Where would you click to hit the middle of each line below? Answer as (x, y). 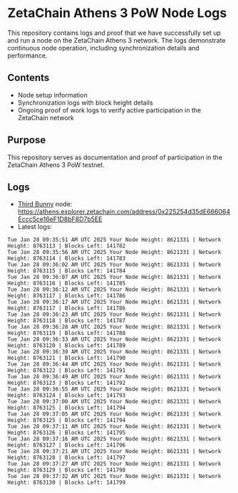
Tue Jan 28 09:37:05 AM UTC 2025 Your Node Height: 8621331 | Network (114, 414)
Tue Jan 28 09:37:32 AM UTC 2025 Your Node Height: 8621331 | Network (114, 477)
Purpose (27, 140)
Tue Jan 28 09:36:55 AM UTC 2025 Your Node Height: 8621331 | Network (114, 389)
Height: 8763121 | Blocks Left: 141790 (67, 358)
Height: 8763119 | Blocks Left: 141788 (67, 333)
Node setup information (52, 95)
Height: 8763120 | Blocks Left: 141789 (67, 346)
